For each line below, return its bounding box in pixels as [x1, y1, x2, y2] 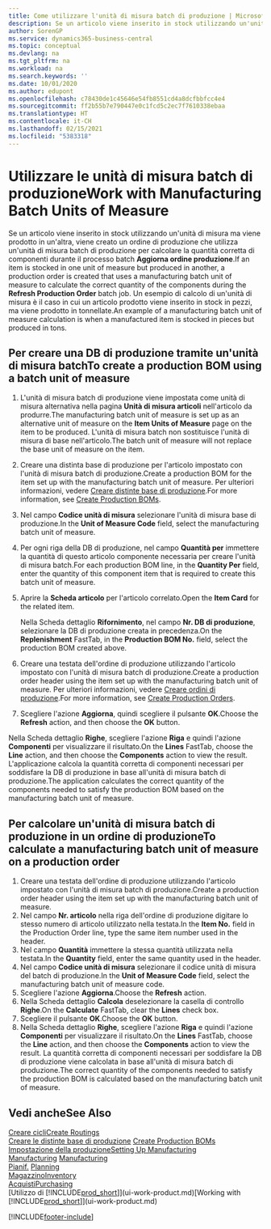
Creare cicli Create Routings [8, 1128, 100, 1137]
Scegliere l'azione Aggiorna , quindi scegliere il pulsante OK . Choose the [19, 709, 259, 718]
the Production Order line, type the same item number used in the [19, 928, 239, 938]
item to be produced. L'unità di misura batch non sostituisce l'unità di [19, 427, 250, 437]
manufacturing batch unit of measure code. [19, 980, 165, 990]
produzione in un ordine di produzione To [8, 829, 216, 843]
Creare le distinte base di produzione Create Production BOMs [8, 1136, 216, 1146]
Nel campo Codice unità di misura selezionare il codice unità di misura [19, 962, 256, 972]
